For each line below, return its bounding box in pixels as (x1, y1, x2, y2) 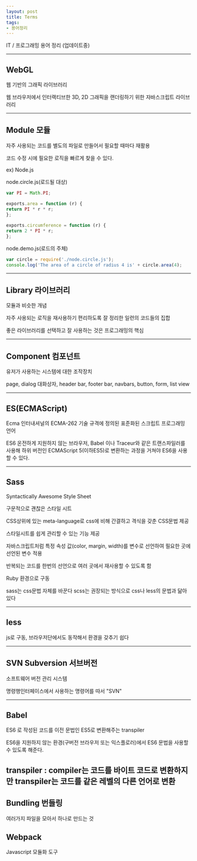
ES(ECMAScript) (6, 403, 67, 413)
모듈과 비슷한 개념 (6, 302, 47, 309)
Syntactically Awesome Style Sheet (6, 493, 91, 500)
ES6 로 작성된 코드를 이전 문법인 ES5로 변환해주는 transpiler (6, 726, 145, 733)
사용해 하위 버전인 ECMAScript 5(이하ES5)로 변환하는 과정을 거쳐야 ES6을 (6, 447, 177, 454)
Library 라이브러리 (6, 286, 70, 296)
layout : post (6, 8, 38, 15)
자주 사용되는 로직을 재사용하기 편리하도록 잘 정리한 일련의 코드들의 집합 (6, 314, 171, 321)
